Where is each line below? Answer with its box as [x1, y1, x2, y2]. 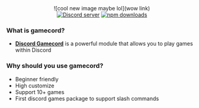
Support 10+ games [15, 88, 65, 95]
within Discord [15, 47, 52, 54]
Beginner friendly [15, 75, 59, 83]
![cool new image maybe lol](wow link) [53, 5, 150, 12]
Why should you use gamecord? [6, 62, 104, 70]
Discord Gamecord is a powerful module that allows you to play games [15, 40, 193, 47]
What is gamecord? [6, 26, 65, 35]
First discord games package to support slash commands [15, 95, 160, 102]
